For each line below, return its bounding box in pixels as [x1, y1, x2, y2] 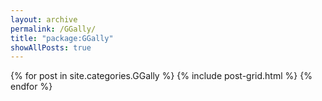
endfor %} [10, 81, 53, 93]
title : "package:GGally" [10, 33, 114, 43]
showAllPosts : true [10, 42, 92, 53]
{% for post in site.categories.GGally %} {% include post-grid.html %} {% [10, 70, 313, 82]
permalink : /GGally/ [10, 24, 97, 34]
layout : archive [10, 14, 78, 25]
